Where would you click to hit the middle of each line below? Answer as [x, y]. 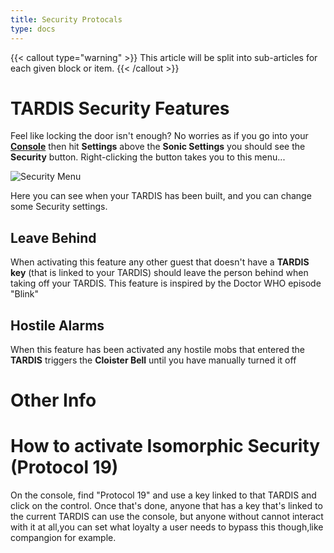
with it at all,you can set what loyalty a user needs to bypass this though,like [167, 527]
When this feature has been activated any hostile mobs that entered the [157, 350]
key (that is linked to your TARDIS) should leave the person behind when [159, 273]
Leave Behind [53, 237]
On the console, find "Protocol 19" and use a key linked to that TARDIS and [163, 495]
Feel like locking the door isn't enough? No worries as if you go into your [159, 136]
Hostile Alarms [57, 325]
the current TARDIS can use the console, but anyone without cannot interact [167, 517]
